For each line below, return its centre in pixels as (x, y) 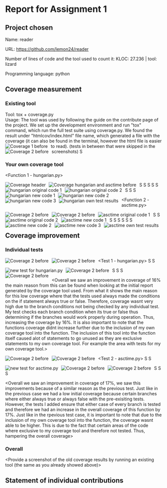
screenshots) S (67, 151)
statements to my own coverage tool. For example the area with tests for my (83, 343)
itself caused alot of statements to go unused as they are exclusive (74, 338)
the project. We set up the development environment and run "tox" (73, 125)
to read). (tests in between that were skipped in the (103, 146)
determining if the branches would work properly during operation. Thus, (80, 317)
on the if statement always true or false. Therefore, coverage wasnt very (79, 301)
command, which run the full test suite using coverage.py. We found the (79, 130)
